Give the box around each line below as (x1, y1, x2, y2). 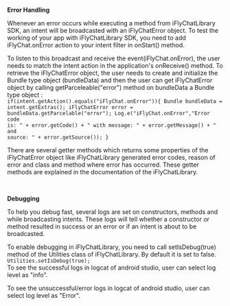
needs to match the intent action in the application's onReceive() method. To (7, 62, 223, 69)
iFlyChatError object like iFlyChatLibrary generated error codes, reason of (7, 154, 216, 161)
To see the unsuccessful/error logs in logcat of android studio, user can (7, 284, 210, 292)
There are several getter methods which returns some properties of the (7, 146, 209, 154)
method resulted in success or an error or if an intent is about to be (7, 222, 197, 231)
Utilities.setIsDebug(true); (7, 257, 91, 264)
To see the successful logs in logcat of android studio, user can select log (7, 263, 216, 272)
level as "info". (7, 271, 48, 279)
